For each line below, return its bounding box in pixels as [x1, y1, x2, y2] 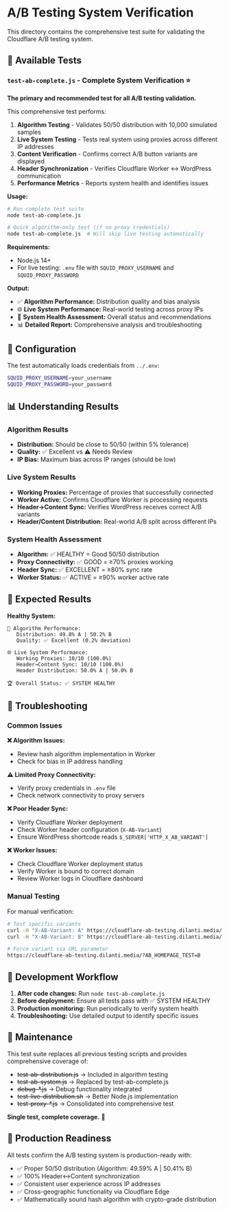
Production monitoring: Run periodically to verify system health [16, 1004, 199, 1012]
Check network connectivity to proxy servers [16, 791, 145, 800]
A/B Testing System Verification [7, 5, 194, 21]
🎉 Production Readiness [7, 1132, 112, 1144]
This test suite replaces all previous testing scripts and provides [7, 1049, 187, 1058]
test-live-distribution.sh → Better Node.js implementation [16, 1092, 178, 1100]
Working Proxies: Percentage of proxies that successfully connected [16, 488, 214, 496]
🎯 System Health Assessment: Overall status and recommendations [16, 313, 211, 321]
